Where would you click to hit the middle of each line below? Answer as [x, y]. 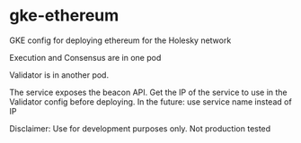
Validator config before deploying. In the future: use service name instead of [150, 101]
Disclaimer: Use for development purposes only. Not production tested [140, 128]
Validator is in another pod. [59, 75]
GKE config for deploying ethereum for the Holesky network [120, 40]
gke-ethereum [64, 16]
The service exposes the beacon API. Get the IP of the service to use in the [148, 92]
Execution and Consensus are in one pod [85, 57]
